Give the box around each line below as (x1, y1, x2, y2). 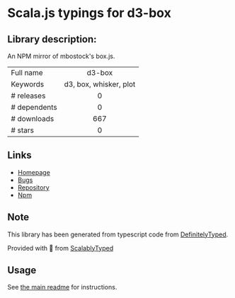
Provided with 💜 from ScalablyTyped (7, 243, 114, 252)
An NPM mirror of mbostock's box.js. (7, 52, 115, 60)
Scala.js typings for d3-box (7, 5, 171, 21)
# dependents (11, 103, 58, 112)
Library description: (7, 33, 97, 45)
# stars (11, 125, 34, 135)
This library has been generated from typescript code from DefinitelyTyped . (7, 230, 229, 239)
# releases (11, 91, 46, 101)
